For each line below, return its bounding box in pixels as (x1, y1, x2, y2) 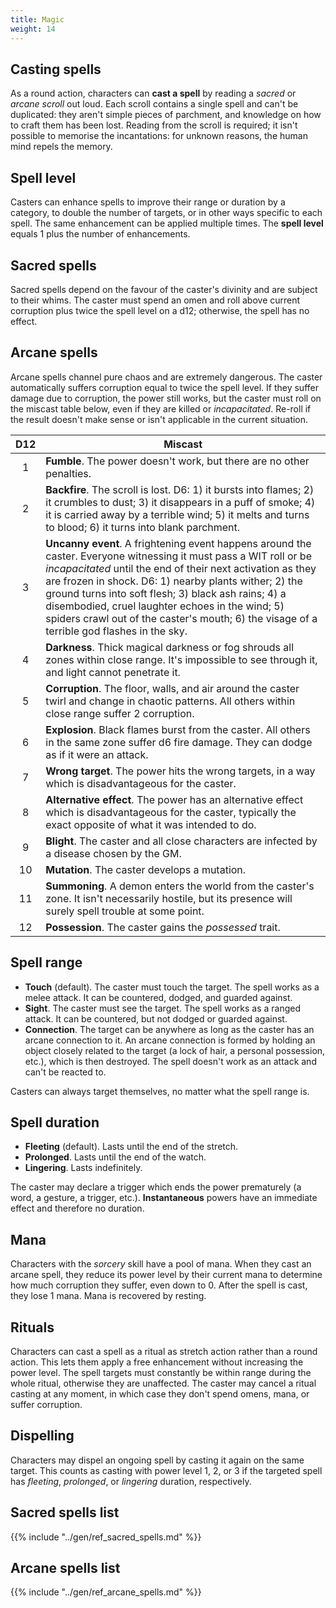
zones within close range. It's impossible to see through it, (45, 652, 318, 666)
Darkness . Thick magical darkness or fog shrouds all (45, 640, 295, 654)
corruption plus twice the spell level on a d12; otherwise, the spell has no (10, 304, 310, 316)
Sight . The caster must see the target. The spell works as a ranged (24, 1002, 302, 1014)
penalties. (45, 466, 92, 480)
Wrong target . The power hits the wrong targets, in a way (45, 764, 316, 778)
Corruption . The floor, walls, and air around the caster (45, 681, 300, 695)
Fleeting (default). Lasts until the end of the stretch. (24, 1141, 239, 1153)
